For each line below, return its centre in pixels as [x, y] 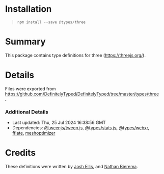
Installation [28, 9]
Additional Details [27, 112]
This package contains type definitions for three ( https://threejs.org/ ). [75, 55]
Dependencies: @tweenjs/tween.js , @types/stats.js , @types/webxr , [81, 128]
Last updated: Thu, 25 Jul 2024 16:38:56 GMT [59, 123]
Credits [20, 153]
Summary [25, 42]
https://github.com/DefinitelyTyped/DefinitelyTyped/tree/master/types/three [82, 94]
